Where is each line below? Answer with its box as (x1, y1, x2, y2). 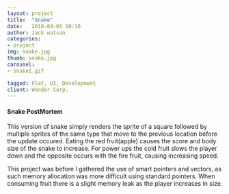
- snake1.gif (7, 67, 44, 74)
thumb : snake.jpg (7, 55, 57, 62)
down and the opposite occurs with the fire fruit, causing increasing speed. (7, 151, 219, 160)
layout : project (7, 10, 53, 17)
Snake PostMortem (7, 107, 63, 115)
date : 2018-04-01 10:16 (7, 23, 81, 29)
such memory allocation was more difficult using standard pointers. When (7, 172, 215, 180)
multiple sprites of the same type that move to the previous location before (7, 130, 217, 138)
